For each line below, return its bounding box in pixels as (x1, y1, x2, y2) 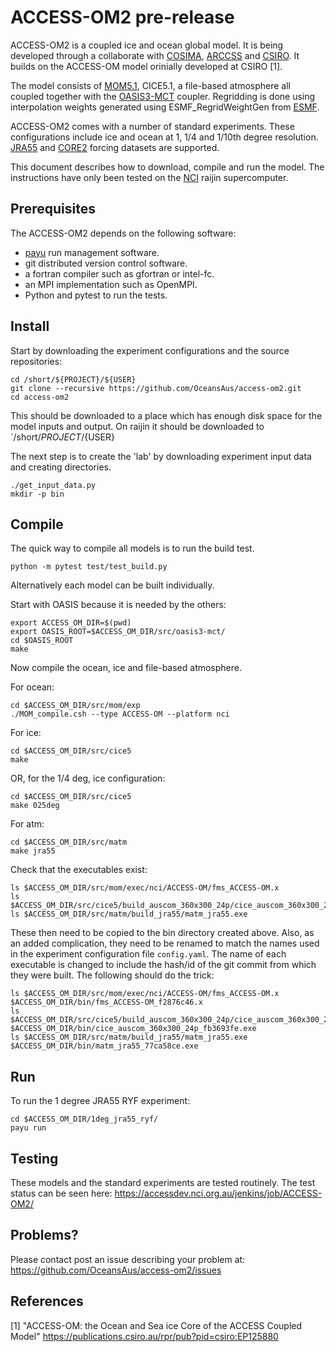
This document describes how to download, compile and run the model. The (10, 161, 325, 173)
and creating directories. (10, 461, 112, 473)
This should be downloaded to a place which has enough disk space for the (10, 409, 323, 421)
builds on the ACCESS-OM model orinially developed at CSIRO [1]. (10, 60, 283, 72)
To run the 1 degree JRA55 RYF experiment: (10, 1095, 191, 1107)
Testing (10, 1150, 59, 1167)
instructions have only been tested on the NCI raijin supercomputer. (10, 171, 289, 183)
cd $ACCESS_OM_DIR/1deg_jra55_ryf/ (10, 1114, 159, 1125)
